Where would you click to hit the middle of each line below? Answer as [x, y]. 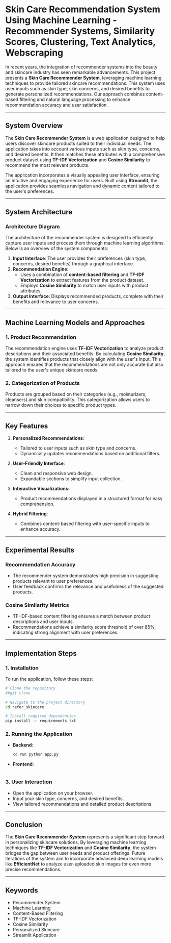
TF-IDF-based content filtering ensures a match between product [81, 616]
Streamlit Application [35, 935]
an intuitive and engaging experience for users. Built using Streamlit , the [81, 180]
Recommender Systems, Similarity [80, 31]
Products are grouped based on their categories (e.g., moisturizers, [76, 394]
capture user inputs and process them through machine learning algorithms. [85, 243]
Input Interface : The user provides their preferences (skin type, [79, 258]
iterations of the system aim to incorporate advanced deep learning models [84, 859]
